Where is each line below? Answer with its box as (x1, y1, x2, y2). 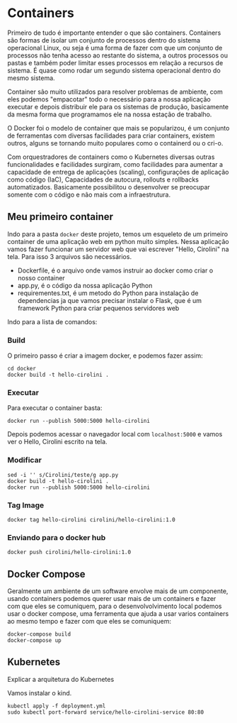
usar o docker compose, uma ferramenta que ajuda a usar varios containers (7, 609, 229, 618)
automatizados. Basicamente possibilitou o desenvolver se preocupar (7, 182, 210, 191)
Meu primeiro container (7, 211, 114, 223)
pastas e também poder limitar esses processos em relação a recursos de (7, 58, 224, 67)
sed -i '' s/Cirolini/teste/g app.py (7, 471, 119, 478)
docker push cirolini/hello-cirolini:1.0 (7, 548, 132, 556)
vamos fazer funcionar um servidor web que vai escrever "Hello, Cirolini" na (7, 245, 229, 253)
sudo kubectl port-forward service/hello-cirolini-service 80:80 (7, 708, 204, 716)
